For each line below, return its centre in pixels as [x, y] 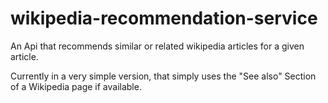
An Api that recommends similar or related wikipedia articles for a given [157, 46]
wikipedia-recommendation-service [164, 18]
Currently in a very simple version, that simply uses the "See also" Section [163, 76]
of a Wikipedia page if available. [76, 86]
